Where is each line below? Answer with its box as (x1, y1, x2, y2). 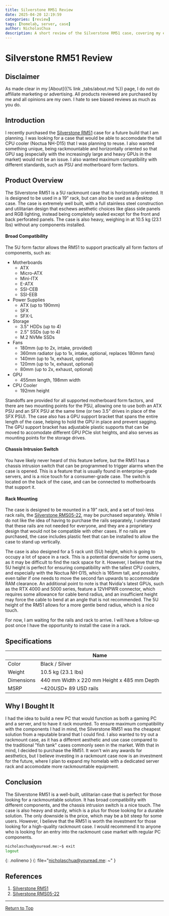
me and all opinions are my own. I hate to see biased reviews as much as (5, 97, 156, 102)
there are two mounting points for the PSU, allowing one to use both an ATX (5, 403, 162, 409)
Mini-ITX (20, 275, 39, 282)
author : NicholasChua (5, 26, 51, 31)
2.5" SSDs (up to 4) (20, 329, 60, 335)
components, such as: (5, 249, 51, 255)
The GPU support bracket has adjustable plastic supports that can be (5, 424, 149, 430)
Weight (8, 669, 25, 676)
